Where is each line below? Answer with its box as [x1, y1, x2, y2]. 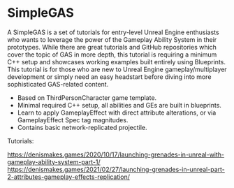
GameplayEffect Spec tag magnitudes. [17, 115, 129, 124]
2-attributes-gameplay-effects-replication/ [7, 173, 131, 181]
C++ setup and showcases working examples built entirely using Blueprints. [7, 57, 226, 66]
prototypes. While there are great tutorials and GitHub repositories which [7, 43, 217, 51]
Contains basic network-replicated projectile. [17, 123, 148, 131]
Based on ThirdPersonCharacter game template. [17, 93, 157, 102]
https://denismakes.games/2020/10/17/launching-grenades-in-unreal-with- [7, 150, 225, 159]
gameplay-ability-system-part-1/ [7, 157, 101, 166]
